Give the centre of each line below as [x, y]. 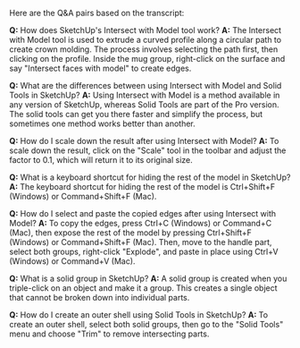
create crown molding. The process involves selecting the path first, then [144, 49]
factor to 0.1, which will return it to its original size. [101, 160]
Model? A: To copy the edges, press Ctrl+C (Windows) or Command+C [141, 223]
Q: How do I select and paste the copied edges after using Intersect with [143, 213]
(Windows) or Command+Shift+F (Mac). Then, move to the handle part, [141, 242]
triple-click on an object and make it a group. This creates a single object [144, 288]
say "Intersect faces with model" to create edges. [100, 68]
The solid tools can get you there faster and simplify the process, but [136, 114]
